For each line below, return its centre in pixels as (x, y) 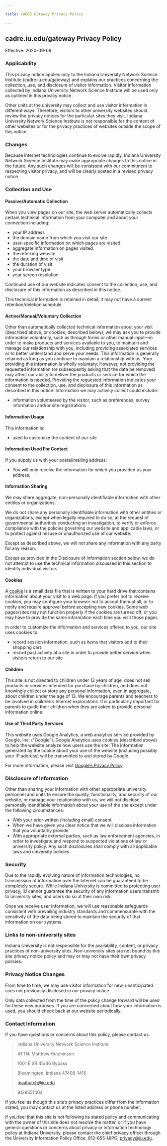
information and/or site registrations (49, 406)
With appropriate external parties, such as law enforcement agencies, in (86, 835)
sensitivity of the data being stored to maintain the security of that (73, 917)
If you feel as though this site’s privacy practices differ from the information (82, 1102)
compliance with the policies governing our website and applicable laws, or (82, 528)
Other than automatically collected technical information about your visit (79, 327)
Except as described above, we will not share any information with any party (83, 543)
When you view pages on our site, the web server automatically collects (79, 212)
